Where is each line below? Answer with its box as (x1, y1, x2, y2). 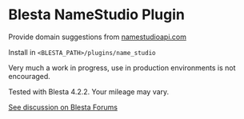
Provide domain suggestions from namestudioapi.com (8, 32, 186, 42)
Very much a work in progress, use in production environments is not (8, 62, 236, 73)
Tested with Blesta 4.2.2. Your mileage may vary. (8, 86, 170, 97)
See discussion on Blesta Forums (8, 102, 118, 112)
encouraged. (8, 71, 50, 81)
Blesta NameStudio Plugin (8, 6, 186, 24)
